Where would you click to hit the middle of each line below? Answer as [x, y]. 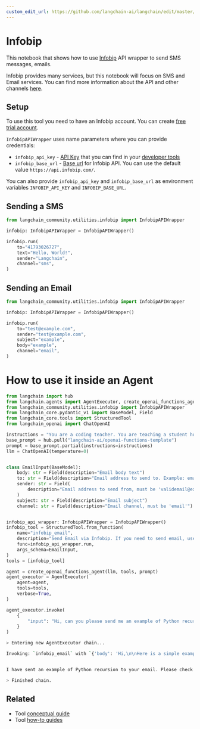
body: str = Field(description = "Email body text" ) [81, 473]
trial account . [22, 128]
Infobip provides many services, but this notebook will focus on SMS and [96, 76]
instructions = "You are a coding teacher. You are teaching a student [97, 435]
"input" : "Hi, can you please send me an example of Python [104, 621]
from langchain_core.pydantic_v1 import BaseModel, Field [79, 413]
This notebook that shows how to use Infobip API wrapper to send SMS [94, 58]
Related [21, 699]
